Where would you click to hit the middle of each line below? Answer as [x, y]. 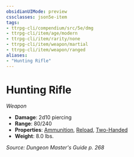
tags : [13, 22]
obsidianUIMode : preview [37, 11]
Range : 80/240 [33, 123]
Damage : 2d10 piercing [43, 118]
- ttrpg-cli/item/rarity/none [43, 39]
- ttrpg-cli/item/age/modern [42, 34]
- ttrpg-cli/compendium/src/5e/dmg [50, 28]
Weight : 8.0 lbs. [34, 136]
